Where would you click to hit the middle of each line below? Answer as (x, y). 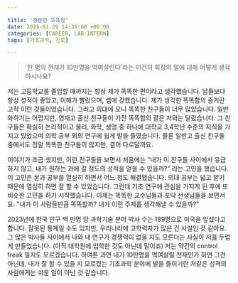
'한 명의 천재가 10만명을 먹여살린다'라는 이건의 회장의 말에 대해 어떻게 (121, 68)
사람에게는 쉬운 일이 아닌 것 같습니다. (59, 273)
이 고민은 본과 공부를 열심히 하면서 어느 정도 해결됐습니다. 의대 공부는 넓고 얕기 (116, 178)
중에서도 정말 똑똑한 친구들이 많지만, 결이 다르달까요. (80, 145)
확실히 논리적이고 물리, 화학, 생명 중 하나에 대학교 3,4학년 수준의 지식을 (124, 127)
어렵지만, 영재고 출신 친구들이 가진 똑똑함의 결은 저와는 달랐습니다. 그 (128, 118)
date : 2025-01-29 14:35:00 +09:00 (59, 27)
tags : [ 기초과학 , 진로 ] (38, 40)
